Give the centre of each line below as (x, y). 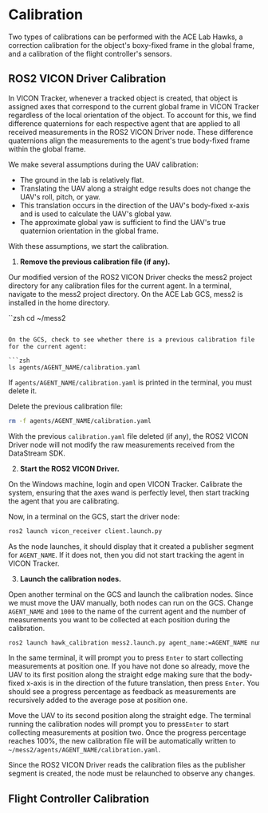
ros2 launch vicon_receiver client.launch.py (85, 531)
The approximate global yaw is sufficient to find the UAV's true (122, 222)
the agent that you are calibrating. (64, 501)
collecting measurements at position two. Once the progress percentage (127, 732)
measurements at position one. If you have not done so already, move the (129, 666)
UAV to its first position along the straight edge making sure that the (120, 675)
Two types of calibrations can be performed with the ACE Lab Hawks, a (126, 37)
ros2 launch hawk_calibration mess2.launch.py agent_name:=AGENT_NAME (128, 643)
